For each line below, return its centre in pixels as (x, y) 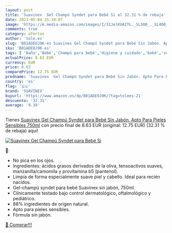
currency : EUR (20, 62)
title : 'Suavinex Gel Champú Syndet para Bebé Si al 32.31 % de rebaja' (86, 15)
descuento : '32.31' (26, 100)
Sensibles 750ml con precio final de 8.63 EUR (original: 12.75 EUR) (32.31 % (85, 125)
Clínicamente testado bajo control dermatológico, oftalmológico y (82, 193)
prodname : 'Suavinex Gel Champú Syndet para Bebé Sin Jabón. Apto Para (84, 77)
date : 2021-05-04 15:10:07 (34, 19)
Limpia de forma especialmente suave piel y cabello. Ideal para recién (86, 177)
